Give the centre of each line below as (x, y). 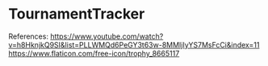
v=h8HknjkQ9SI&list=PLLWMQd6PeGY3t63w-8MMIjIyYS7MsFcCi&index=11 (134, 44)
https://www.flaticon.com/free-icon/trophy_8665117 (94, 53)
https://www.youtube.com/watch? (107, 36)
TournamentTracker (77, 14)
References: (28, 36)
